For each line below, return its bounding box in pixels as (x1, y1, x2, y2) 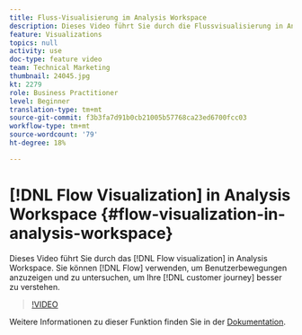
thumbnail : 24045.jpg (9, 72, 91, 81)
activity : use (9, 47, 63, 56)
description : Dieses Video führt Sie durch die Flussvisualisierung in (9, 22, 283, 31)
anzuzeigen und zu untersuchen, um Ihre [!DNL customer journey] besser (9, 271, 282, 283)
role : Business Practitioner (9, 88, 119, 97)
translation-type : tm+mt (9, 105, 102, 114)
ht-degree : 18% (9, 138, 67, 147)
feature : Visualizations (9, 30, 102, 39)
